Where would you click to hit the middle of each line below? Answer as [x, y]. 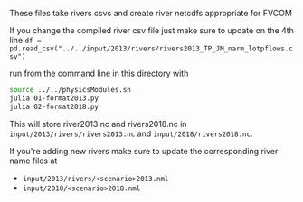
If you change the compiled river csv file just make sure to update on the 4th [151, 30]
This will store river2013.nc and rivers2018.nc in [98, 124]
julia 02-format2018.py [54, 106]
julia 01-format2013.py [54, 98]
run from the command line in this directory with [99, 73]
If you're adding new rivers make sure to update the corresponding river [144, 151]
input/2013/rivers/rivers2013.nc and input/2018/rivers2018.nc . [131, 133]
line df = [25, 40]
